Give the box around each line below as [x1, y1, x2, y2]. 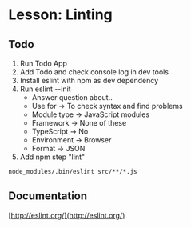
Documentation [8, 190, 88, 203]
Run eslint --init [19, 84, 71, 94]
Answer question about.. [31, 93, 113, 102]
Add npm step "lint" [19, 152, 86, 162]
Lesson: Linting [8, 6, 113, 24]
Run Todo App [19, 58, 68, 68]
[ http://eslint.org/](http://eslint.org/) [8, 210, 125, 220]
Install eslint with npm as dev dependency [19, 76, 159, 85]
